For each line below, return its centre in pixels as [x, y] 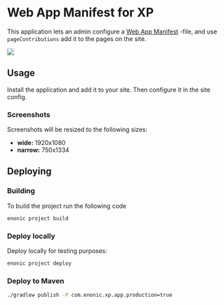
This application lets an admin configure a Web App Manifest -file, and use [112, 31]
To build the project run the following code [67, 206]
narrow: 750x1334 [43, 150]
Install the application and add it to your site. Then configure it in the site [109, 90]
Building [21, 191]
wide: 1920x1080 [41, 143]
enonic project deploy [39, 263]
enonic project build [38, 218]
